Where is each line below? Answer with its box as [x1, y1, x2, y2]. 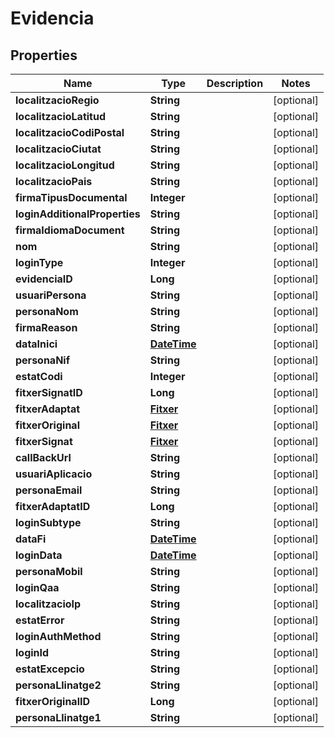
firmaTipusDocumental [15, 191, 128, 204]
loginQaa [15, 581, 60, 594]
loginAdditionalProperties [15, 207, 141, 221]
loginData [15, 548, 63, 562]
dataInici [15, 337, 58, 351]
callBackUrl [15, 451, 72, 464]
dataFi [15, 532, 47, 546]
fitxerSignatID [15, 386, 83, 399]
